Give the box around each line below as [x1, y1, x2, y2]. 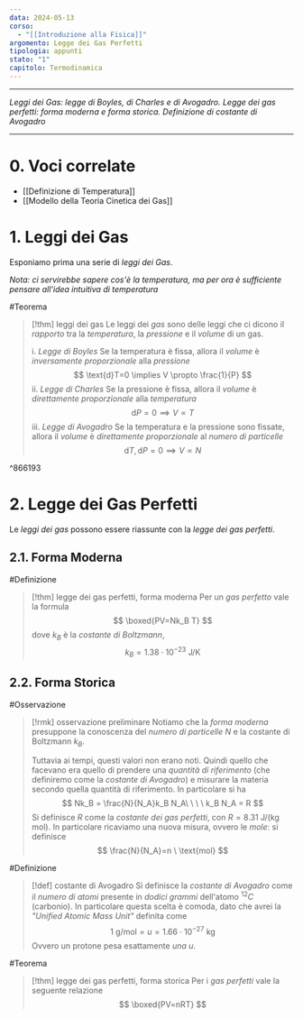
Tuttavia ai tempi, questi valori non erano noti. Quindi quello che [31, 755, 269, 766]
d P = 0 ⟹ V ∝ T [131, 407, 195, 417]
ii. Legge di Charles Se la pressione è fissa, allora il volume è [31, 383, 257, 394]
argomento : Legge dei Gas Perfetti [9, 38, 143, 48]
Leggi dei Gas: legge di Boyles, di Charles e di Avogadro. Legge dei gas [9, 96, 277, 107]
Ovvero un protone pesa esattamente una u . [31, 940, 197, 951]
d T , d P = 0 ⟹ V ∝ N [124, 445, 202, 455]
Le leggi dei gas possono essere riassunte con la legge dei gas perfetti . [9, 524, 275, 535]
